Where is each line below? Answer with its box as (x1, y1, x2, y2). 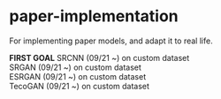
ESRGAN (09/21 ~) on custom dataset (9, 71, 147, 81)
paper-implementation (9, 6, 179, 27)
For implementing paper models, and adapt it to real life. (9, 35, 214, 46)
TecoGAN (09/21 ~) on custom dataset (9, 80, 150, 91)
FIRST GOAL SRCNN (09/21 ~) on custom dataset (9, 52, 190, 63)
